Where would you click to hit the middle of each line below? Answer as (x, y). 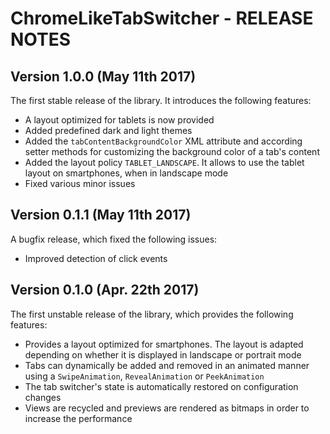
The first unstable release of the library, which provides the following (152, 314)
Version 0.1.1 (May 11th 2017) (101, 215)
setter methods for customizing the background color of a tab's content (172, 151)
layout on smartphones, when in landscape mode (126, 173)
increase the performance (78, 418)
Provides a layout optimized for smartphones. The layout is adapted (164, 344)
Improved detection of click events (96, 258)
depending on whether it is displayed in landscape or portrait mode (163, 354)
